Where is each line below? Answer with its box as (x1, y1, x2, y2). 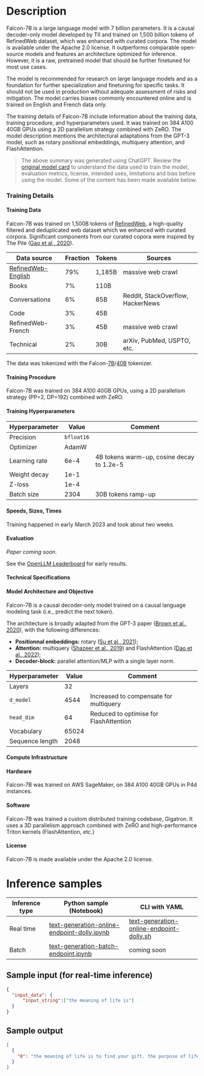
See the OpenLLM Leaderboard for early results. (6, 560, 127, 567)
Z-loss (9, 480, 29, 489)
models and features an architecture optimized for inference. (25, 50, 177, 57)
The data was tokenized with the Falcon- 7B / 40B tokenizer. (6, 360, 153, 367)
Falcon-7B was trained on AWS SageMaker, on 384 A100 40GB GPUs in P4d (6, 781, 197, 789)
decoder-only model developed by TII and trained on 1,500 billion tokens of (6, 30, 194, 38)
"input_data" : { (12, 992, 53, 998)
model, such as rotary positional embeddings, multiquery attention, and (6, 138, 185, 145)
